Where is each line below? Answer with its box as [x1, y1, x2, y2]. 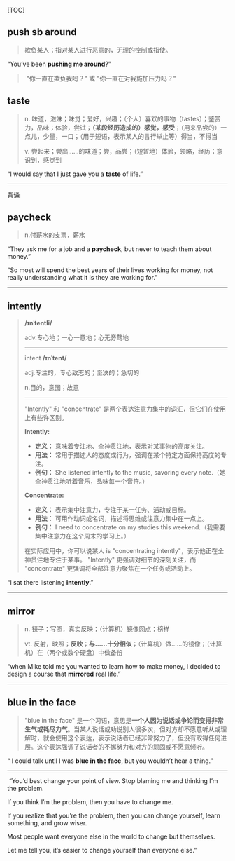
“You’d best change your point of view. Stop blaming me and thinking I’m [8, 776, 218, 785]
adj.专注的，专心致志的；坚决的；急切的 [24, 368, 140, 377]
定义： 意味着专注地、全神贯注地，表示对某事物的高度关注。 [34, 442, 208, 451]
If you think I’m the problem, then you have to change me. [7, 797, 173, 806]
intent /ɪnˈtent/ [24, 354, 67, 362]
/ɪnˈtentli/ [24, 319, 52, 327]
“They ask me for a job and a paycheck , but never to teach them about [7, 245, 212, 253]
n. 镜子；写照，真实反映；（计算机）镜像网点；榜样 [24, 625, 170, 633]
